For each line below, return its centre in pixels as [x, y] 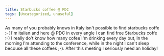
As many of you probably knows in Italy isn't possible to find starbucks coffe [82, 28]
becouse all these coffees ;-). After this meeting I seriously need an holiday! [82, 48]
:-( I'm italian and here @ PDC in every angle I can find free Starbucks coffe [81, 33]
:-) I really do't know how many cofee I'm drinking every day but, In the [77, 38]
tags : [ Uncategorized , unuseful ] [39, 14]
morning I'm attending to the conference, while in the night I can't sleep [77, 43]
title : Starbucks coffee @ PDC [37, 9]
